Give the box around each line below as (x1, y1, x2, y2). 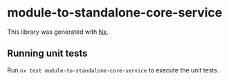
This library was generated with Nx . (7, 28, 109, 36)
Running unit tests (7, 48, 88, 59)
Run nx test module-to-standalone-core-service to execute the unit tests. (7, 66, 219, 74)
